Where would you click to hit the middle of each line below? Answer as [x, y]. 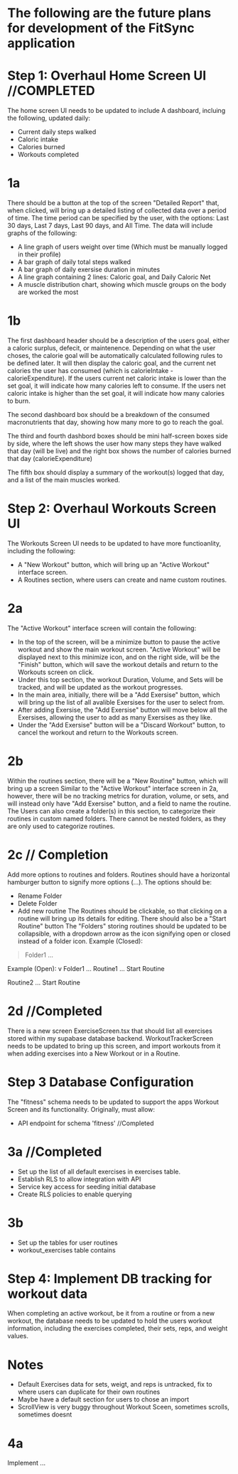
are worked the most [48, 292]
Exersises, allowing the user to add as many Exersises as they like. [115, 717]
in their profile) [39, 254]
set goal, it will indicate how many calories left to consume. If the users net [117, 386]
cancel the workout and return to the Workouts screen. [98, 732]
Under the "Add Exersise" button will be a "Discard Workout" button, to [121, 725]
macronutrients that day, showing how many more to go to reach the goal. [115, 422]
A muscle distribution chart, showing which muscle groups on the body [122, 285]
